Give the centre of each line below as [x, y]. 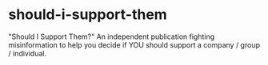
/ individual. [28, 53]
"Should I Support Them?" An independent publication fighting [112, 36]
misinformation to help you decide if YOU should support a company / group [134, 44]
